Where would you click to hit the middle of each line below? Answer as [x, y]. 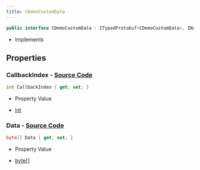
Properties [26, 58]
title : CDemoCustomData [36, 12]
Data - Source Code [35, 125]
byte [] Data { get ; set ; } [40, 138]
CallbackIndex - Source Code [49, 75]
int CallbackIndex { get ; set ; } [48, 87]
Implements [29, 39]
